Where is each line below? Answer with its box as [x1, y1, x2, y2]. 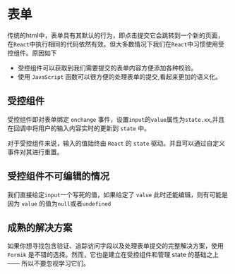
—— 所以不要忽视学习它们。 [7, 259, 90, 268]
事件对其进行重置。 [7, 147, 64, 156]
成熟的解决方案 [7, 221, 73, 233]
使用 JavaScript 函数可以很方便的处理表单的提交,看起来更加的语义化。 [17, 72, 222, 81]
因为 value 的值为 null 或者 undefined [7, 199, 112, 208]
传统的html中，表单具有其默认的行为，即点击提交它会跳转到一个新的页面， [7, 31, 224, 39]
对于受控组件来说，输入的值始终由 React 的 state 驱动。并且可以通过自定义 [7, 139, 226, 147]
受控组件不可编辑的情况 [7, 170, 109, 182]
